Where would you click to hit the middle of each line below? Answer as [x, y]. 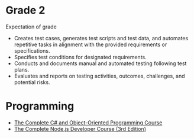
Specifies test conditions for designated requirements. [80, 57]
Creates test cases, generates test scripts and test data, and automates [101, 38]
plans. [22, 69]
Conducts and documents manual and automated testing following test [100, 63]
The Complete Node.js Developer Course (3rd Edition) [80, 129]
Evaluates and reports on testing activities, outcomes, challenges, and [99, 76]
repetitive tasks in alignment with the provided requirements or [90, 44]
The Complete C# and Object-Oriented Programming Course [88, 123]
